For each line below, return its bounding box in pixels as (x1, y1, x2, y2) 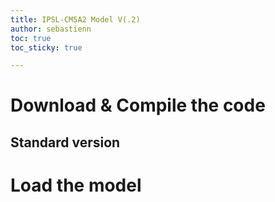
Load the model (10, 174, 142, 197)
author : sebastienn (10, 24, 92, 34)
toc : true (10, 33, 52, 43)
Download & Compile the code (10, 94, 266, 117)
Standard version (10, 134, 121, 151)
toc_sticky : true (10, 42, 83, 53)
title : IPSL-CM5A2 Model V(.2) (10, 14, 141, 25)
